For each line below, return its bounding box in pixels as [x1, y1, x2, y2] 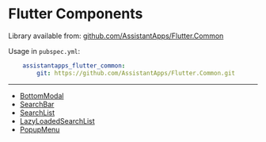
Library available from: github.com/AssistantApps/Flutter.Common [8, 31, 224, 40]
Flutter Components [8, 5, 143, 23]
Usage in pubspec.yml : [8, 46, 81, 56]
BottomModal [19, 90, 64, 100]
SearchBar [19, 99, 55, 109]
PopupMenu [19, 125, 60, 134]
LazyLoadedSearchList [19, 116, 95, 125]
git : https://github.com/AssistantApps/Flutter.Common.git [36, 69, 236, 77]
